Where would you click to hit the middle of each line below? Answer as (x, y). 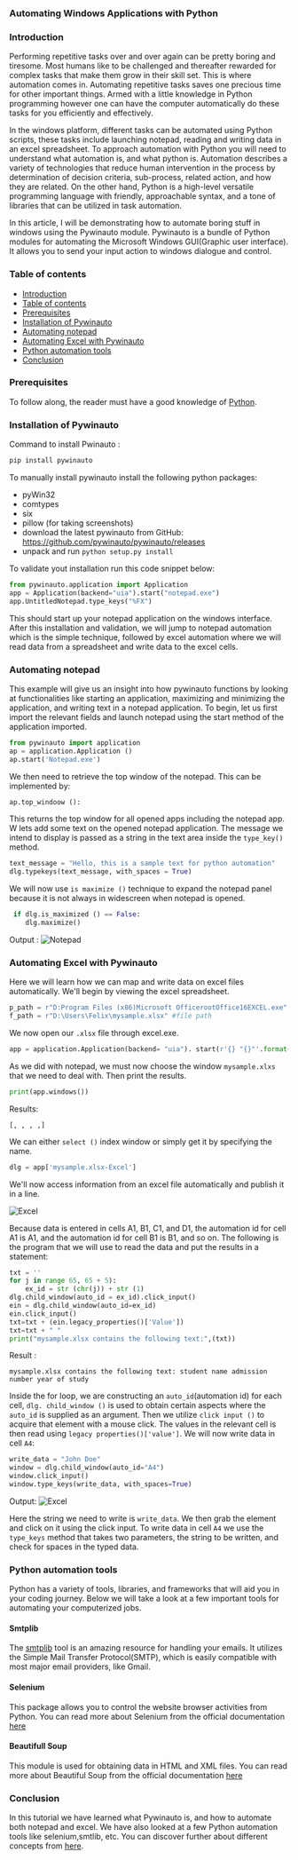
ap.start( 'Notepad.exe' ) (55, 759)
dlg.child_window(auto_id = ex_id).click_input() (103, 1298)
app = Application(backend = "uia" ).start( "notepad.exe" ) (114, 593)
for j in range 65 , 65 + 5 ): (63, 1281)
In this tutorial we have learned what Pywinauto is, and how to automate (141, 1817)
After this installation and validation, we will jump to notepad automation (141, 628)
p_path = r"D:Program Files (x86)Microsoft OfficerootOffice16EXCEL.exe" (149, 1008)
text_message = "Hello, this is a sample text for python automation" (142, 864)
